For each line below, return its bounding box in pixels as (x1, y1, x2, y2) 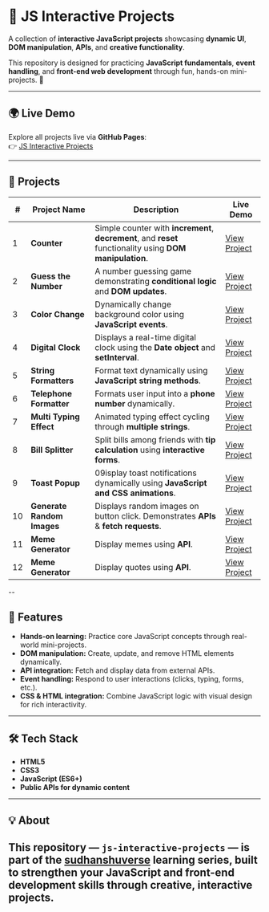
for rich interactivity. (19, 700, 86, 710)
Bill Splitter (30, 444, 74, 455)
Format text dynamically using (94, 364, 208, 376)
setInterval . (94, 352, 139, 363)
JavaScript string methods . (94, 375, 202, 386)
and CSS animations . (94, 487, 176, 499)
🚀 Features (8, 610, 63, 624)
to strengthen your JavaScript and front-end (8, 865, 235, 879)
